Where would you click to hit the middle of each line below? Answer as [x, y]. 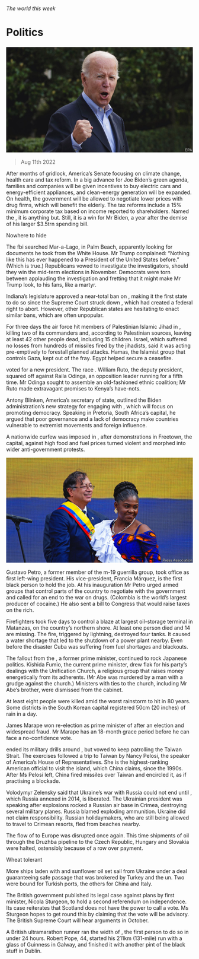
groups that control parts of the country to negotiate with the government [96, 591]
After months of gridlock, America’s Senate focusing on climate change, [94, 173]
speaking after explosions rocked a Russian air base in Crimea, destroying [97, 805]
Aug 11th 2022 [38, 162]
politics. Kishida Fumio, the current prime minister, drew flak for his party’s [97, 665]
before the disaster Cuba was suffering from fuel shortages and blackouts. [97, 647]
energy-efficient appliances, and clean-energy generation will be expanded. [99, 192]
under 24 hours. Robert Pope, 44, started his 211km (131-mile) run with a [94, 938]
